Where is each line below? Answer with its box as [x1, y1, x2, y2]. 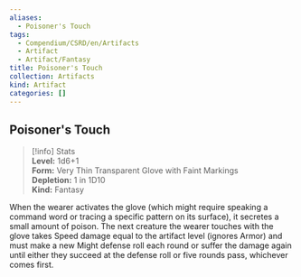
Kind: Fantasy [31, 184, 84, 195]
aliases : [9, 13, 42, 23]
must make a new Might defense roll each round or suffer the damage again [9, 240, 292, 251]
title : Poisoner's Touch [9, 64, 103, 73]
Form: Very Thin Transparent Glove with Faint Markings [31, 165, 239, 176]
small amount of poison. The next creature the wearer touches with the [9, 221, 274, 232]
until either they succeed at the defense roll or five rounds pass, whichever [9, 250, 288, 261]
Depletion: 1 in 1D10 [31, 175, 106, 186]
